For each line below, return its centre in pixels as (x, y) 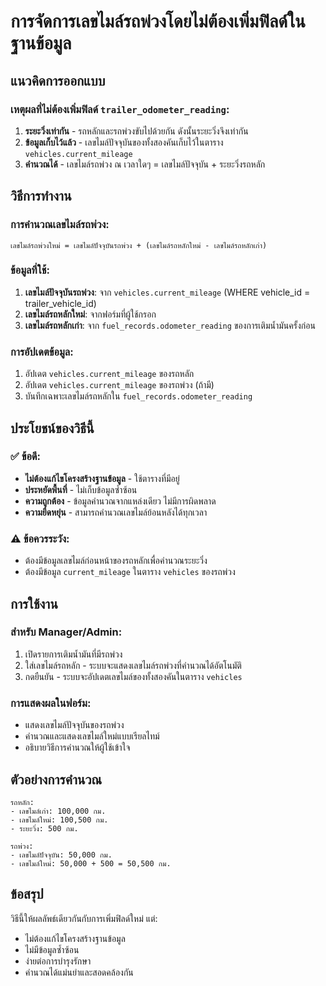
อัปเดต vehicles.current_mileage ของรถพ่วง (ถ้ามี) (119, 385)
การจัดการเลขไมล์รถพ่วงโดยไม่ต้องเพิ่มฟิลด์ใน (158, 21)
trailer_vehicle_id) (60, 303)
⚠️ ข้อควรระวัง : (40, 538)
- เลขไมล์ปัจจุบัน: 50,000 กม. (61, 855)
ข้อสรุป (27, 894)
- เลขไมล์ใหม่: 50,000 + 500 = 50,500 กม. (91, 863)
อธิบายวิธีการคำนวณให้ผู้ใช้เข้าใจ (77, 747)
